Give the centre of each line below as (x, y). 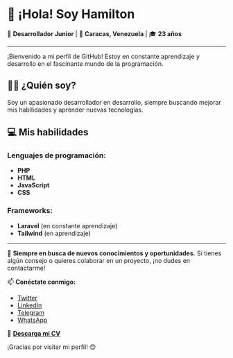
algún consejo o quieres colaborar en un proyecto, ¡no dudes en (99, 260)
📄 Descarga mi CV (34, 333)
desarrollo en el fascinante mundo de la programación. (85, 63)
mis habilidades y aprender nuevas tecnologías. (75, 110)
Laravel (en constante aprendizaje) (67, 225)
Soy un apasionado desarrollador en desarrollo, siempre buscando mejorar (114, 102)
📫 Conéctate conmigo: (42, 282)
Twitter (27, 298)
